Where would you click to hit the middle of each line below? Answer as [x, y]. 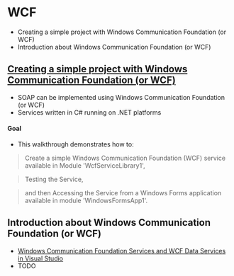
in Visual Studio [40, 258]
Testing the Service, [54, 179]
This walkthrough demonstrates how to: [76, 144]
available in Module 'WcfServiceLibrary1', [85, 165]
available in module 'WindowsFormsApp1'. [86, 200]
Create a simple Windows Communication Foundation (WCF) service [125, 158]
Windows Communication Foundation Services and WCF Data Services [122, 251]
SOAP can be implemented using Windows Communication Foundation [121, 97]
